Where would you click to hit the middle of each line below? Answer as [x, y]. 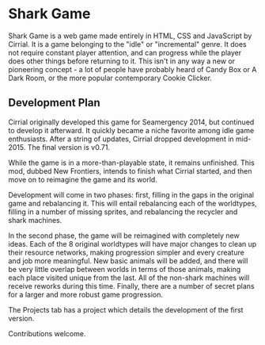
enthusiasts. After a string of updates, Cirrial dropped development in [121, 139]
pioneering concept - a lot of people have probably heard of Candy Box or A [132, 69]
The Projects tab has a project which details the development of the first [126, 309]
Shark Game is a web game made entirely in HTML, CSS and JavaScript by [130, 36]
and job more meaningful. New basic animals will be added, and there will [128, 261]
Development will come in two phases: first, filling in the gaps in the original [131, 194]
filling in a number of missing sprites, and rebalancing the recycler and [123, 212]
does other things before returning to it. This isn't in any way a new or [122, 61]
